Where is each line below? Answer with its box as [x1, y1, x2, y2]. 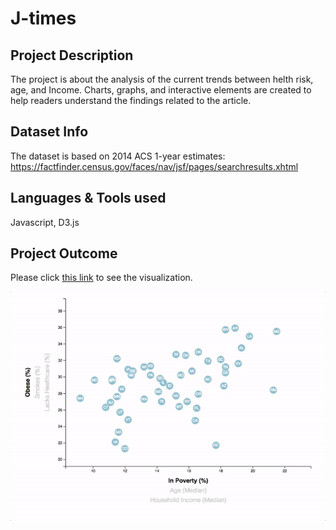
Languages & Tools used [10, 190, 167, 207]
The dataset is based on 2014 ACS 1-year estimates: [10, 150, 226, 162]
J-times [10, 7, 77, 30]
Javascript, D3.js [10, 216, 80, 228]
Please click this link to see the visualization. [10, 272, 193, 284]
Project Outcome [10, 245, 118, 262]
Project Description [10, 47, 134, 64]
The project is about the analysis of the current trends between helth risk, [10, 73, 314, 85]
